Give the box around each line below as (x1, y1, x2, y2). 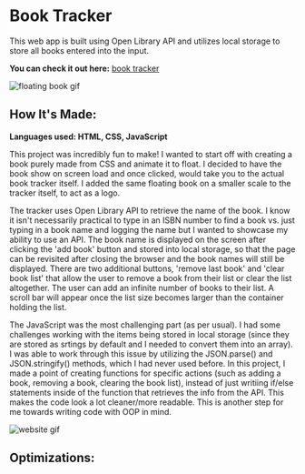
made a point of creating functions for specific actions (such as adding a (9, 368, 281, 378)
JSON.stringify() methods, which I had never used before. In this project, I (9, 358, 286, 368)
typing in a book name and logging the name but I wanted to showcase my (9, 224, 289, 235)
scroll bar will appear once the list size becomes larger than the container (9, 292, 284, 303)
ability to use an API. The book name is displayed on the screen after (9, 234, 267, 245)
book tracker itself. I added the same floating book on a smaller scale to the (9, 177, 291, 188)
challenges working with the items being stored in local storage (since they (9, 328, 290, 339)
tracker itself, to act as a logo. (9, 187, 121, 198)
